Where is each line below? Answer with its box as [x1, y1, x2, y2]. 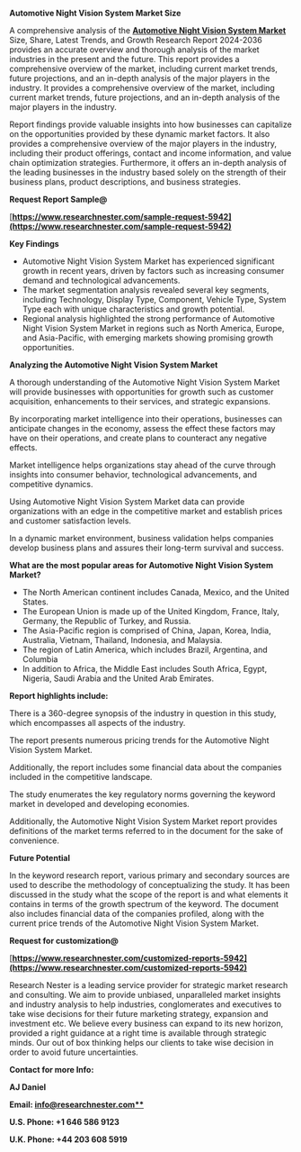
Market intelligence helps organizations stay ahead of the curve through [9, 459, 277, 470]
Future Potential [9, 853, 70, 863]
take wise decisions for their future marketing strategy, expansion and [9, 1009, 269, 1019]
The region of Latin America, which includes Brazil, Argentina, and [22, 644, 268, 655]
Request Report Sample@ [9, 194, 108, 204]
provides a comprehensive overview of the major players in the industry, [9, 139, 277, 149]
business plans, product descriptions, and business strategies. [9, 177, 241, 187]
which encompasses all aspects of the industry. [9, 718, 186, 728]
